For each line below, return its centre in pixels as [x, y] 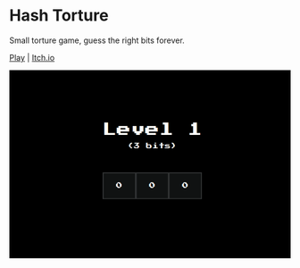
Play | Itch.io [32, 57]
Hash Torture [59, 16]
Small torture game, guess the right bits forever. [97, 40]
